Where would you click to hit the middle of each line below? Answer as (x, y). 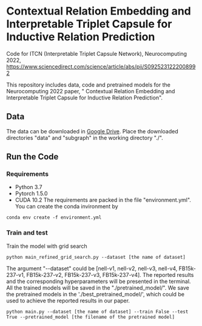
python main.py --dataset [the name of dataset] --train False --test (97, 311)
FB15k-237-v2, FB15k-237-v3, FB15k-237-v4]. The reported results (110, 274)
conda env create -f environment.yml (54, 218)
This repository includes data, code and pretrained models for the (89, 85)
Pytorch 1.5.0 (31, 194)
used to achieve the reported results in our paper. (68, 301)
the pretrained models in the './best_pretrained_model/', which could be (96, 294)
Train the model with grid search (47, 246)
